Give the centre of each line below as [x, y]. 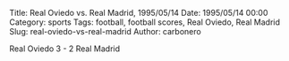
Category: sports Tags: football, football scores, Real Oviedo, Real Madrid [144, 22]
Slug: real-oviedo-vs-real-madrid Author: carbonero [105, 31]
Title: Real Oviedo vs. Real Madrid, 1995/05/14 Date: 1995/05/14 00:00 [139, 13]
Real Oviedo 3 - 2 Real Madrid [65, 49]
